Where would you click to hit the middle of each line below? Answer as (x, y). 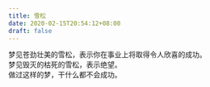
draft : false (30, 31)
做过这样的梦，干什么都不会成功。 (65, 75)
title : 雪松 (27, 16)
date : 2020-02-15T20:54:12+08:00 (65, 23)
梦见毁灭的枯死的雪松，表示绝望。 (65, 64)
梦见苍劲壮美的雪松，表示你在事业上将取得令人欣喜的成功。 (107, 55)
